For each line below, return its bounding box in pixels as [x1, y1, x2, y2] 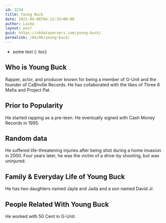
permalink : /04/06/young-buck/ [5, 35, 70, 40]
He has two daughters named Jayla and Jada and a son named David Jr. [5, 186, 155, 192]
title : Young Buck [5, 12, 43, 17]
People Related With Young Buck [5, 200, 109, 209]
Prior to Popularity [5, 102, 63, 110]
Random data [5, 134, 47, 142]
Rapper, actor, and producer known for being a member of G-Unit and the [5, 76, 157, 82]
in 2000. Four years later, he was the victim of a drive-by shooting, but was [5, 153, 160, 159]
